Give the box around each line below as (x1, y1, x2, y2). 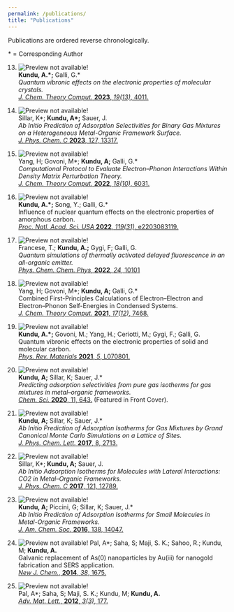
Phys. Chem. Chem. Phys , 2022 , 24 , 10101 (17, 265, 140, 274)
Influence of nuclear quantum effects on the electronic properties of (17, 207, 214, 216)
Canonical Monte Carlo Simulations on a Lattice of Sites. (17, 431, 182, 439)
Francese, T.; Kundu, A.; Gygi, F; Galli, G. (17, 243, 137, 252)
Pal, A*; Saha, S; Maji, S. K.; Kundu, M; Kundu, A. (17, 589, 161, 597)
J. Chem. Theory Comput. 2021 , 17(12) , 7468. (17, 309, 149, 317)
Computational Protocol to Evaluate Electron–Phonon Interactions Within (17, 164, 228, 173)
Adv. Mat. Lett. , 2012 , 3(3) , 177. (17, 597, 108, 605)
